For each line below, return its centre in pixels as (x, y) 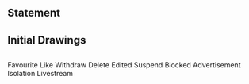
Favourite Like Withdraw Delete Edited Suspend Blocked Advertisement (124, 65)
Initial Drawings (47, 40)
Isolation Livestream (40, 74)
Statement (34, 13)
